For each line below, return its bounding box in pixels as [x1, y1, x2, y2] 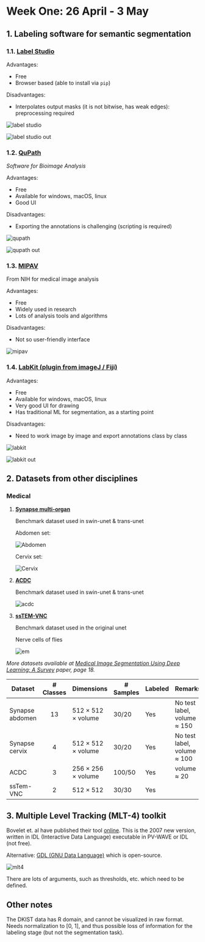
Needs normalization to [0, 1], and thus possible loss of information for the [6, 922, 193, 930]
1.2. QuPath [6, 148, 41, 157]
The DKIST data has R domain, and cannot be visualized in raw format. [6, 916, 184, 923]
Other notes [6, 899, 53, 910]
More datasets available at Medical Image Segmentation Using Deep [6, 659, 181, 667]
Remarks [174, 684, 201, 693]
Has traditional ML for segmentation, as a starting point [15, 408, 154, 415]
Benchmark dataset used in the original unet [15, 624, 127, 631]
